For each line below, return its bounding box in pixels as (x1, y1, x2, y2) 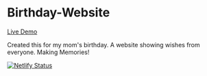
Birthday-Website (7, 5, 110, 21)
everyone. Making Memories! (7, 48, 90, 56)
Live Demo (7, 27, 38, 36)
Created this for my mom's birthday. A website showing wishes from (7, 40, 200, 49)
